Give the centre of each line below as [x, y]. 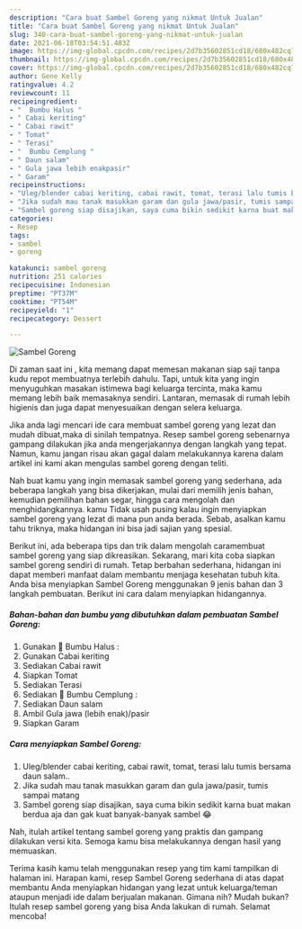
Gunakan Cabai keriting [66, 656]
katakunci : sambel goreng [58, 268]
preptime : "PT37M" [44, 293]
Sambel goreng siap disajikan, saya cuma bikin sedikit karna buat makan [156, 805]
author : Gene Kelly [46, 77]
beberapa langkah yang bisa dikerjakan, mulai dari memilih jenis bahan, [142, 491]
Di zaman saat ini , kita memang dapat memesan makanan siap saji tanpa [145, 369]
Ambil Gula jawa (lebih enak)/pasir [86, 714]
